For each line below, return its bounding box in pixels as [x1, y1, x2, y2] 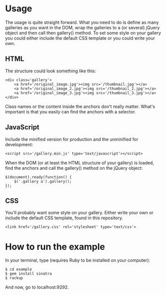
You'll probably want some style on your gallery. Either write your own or [5, 210, 154, 216]
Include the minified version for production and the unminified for [5, 136, 139, 142]
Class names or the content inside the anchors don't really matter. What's [5, 103, 155, 109]
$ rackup [5, 276, 23, 281]
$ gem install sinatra [5, 271, 52, 276]
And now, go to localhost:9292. [5, 284, 69, 290]
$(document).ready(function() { [5, 174, 72, 180]
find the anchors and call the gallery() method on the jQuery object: [5, 165, 143, 171]
